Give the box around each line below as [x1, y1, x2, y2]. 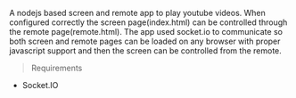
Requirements [30, 62, 83, 73]
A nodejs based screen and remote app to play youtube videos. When [9, 8, 266, 18]
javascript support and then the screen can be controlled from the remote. [9, 45, 283, 56]
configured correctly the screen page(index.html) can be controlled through [9, 17, 288, 28]
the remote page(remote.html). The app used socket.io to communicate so [9, 27, 284, 37]
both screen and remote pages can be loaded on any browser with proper [9, 36, 281, 46]
